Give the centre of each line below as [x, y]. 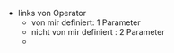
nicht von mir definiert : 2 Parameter [98, 32]
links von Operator [52, 13]
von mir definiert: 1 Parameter [86, 22]
